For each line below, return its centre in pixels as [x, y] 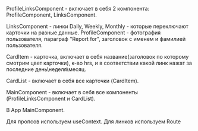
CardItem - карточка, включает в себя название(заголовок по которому [98, 57]
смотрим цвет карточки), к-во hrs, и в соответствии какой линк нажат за [99, 63]
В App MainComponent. [36, 110]
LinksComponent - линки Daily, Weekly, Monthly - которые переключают [98, 26]
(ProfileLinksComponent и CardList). [51, 98]
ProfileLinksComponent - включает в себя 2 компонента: [78, 9]
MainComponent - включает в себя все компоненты [72, 92]
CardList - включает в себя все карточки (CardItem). [73, 81]
